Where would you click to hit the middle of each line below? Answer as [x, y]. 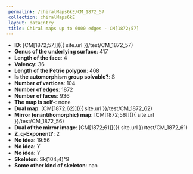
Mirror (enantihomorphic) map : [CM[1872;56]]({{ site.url [84, 115]
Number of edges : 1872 [43, 89]
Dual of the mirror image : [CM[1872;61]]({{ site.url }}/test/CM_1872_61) [101, 128]
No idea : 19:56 [32, 140]
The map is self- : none [42, 102]
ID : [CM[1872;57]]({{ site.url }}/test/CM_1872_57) [74, 45]
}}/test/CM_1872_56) [39, 121]
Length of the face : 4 [41, 58]
